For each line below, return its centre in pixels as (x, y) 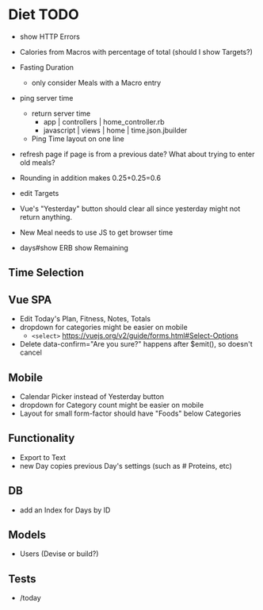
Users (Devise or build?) (59, 554)
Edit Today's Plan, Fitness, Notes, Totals (85, 319)
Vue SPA (30, 299)
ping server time (46, 98)
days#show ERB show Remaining (74, 247)
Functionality (42, 438)
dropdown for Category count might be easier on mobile (112, 405)
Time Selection (46, 272)
